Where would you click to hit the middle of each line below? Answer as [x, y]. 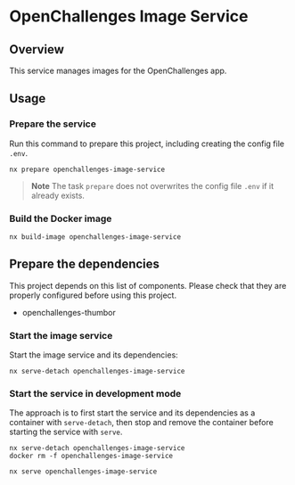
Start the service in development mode [95, 394]
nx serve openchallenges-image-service [83, 472]
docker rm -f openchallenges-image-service [91, 456]
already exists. [57, 195]
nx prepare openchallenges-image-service [87, 169]
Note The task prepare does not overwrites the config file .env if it [152, 185]
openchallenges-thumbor [69, 312]
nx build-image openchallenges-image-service [95, 237]
